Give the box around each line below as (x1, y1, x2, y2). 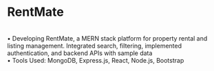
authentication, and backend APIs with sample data (7, 49, 153, 57)
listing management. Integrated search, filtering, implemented (7, 41, 182, 50)
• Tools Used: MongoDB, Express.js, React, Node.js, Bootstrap (7, 56, 184, 64)
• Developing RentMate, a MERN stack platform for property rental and (7, 34, 208, 42)
